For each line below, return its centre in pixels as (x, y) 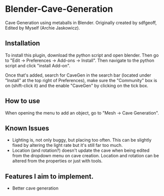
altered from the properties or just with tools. (57, 161)
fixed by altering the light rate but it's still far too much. (67, 145)
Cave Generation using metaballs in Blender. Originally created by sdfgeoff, (81, 23)
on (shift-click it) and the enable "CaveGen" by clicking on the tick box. (77, 85)
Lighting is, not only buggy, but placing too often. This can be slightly (82, 140)
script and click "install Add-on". (38, 65)
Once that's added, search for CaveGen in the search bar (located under (78, 75)
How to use (23, 101)
